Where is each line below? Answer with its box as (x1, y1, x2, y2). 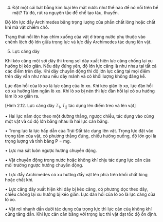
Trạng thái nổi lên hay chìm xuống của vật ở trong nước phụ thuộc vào (5, 34, 146, 39)
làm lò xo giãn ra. (5, 93, 40, 99)
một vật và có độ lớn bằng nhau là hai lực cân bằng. (5, 118, 109, 124)
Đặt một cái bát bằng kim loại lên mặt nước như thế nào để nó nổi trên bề (12, 5, 159, 10)
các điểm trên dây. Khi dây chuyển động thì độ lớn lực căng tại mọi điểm (5, 68, 150, 74)
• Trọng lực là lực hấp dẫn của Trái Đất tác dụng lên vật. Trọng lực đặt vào (5, 128, 154, 133)
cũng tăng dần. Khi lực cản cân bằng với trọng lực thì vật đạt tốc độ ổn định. (5, 211, 158, 217)
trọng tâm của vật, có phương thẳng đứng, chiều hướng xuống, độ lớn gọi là (5, 133, 157, 139)
